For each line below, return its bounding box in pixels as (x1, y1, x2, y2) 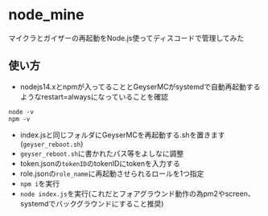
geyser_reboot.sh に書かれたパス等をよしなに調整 (19, 149, 184, 158)
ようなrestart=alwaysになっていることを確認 (19, 92, 169, 101)
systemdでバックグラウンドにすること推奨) (19, 198, 164, 208)
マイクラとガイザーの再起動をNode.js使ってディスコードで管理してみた (8, 33, 245, 43)
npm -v (8, 115, 31, 123)
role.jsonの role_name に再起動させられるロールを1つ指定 (19, 169, 204, 178)
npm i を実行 (19, 178, 60, 188)
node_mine (8, 6, 85, 24)
